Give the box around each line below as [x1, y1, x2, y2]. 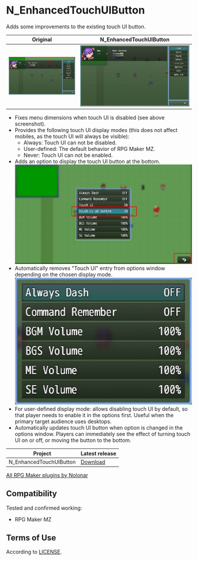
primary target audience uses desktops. [14, 418, 112, 425]
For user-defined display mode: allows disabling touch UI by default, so [14, 405, 188, 412]
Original [32, 36, 52, 43]
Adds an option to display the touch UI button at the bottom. [14, 157, 160, 165]
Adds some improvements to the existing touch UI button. [6, 23, 146, 30]
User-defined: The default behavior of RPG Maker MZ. [23, 145, 156, 152]
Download [80, 458, 105, 466]
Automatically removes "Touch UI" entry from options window [14, 265, 166, 272]
